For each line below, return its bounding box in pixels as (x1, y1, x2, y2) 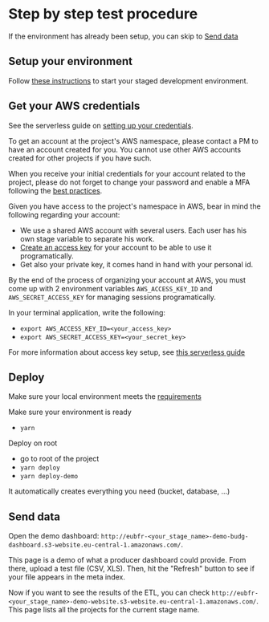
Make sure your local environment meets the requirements (8, 392, 202, 401)
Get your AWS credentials (8, 100, 141, 113)
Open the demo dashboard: (8, 531, 100, 541)
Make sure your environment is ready (8, 407, 132, 417)
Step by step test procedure (8, 5, 198, 23)
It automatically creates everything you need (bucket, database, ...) (8, 486, 230, 496)
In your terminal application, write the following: (8, 307, 166, 317)
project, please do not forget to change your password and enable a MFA (8, 177, 251, 187)
